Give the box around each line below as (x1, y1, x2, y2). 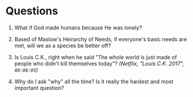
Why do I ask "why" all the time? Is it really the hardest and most (14, 78, 174, 85)
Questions (5, 4, 58, 18)
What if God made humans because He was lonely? (14, 24, 142, 31)
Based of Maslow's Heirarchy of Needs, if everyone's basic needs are (14, 35, 187, 43)
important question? (14, 84, 64, 91)
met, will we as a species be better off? (14, 42, 111, 49)
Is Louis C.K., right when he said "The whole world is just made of (14, 53, 177, 60)
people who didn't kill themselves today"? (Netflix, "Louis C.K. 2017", (14, 60, 184, 67)
